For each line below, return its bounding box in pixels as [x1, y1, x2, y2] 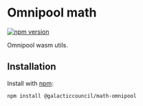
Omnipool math [7, 5, 97, 21]
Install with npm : [7, 79, 54, 87]
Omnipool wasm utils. [7, 41, 69, 49]
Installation [7, 61, 56, 73]
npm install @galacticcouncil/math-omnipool [7, 92, 137, 99]
